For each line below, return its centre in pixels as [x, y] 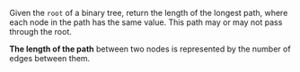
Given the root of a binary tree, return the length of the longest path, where [149, 13]
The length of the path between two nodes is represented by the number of [150, 49]
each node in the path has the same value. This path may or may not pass [146, 22]
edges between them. [50, 58]
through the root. [40, 32]
